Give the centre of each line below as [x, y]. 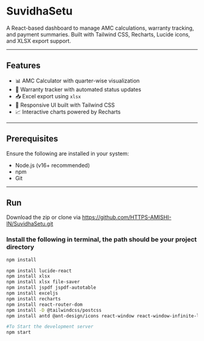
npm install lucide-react [39, 271]
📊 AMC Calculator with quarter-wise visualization [77, 81]
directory [20, 247]
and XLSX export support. [39, 41]
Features [23, 66]
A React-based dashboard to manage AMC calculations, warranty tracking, [100, 28]
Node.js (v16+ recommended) [52, 165]
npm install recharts [34, 299]
